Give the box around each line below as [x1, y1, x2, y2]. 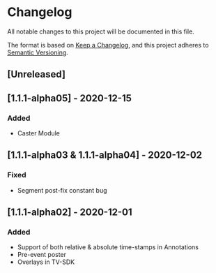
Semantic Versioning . [7, 48, 68, 57]
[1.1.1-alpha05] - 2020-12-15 [7, 92, 132, 104]
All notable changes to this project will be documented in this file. [7, 27, 195, 36]
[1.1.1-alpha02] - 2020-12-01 [7, 207, 132, 219]
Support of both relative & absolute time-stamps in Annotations [17, 243, 199, 251]
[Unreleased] [7, 68, 66, 80]
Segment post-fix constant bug [17, 186, 107, 194]
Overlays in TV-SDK [17, 258, 75, 266]
